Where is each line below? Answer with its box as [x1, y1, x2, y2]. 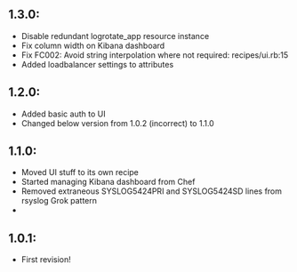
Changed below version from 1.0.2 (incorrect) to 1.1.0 [20, 117, 214, 128]
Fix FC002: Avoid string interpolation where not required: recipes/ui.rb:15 [20, 49, 289, 60]
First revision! [20, 254, 72, 265]
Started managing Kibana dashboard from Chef [20, 177, 196, 188]
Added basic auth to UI [20, 108, 106, 119]
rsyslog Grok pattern [20, 196, 98, 206]
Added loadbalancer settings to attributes [20, 59, 174, 69]
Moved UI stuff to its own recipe [20, 167, 140, 178]
